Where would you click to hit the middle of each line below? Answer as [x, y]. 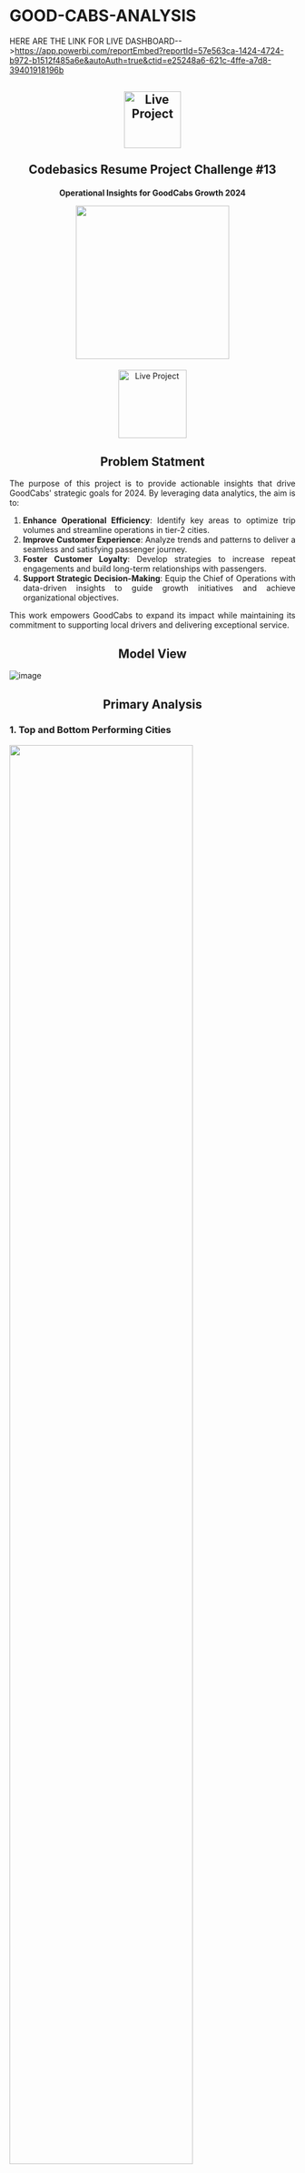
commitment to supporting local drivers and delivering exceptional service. [149, 625]
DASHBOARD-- [154, 41]
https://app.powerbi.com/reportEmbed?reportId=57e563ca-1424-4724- [149, 50]
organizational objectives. [71, 598]
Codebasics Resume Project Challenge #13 [152, 170]
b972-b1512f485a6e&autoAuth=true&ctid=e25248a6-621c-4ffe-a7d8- [141, 60]
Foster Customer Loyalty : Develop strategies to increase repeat [159, 559]
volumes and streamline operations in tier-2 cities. [116, 530]
